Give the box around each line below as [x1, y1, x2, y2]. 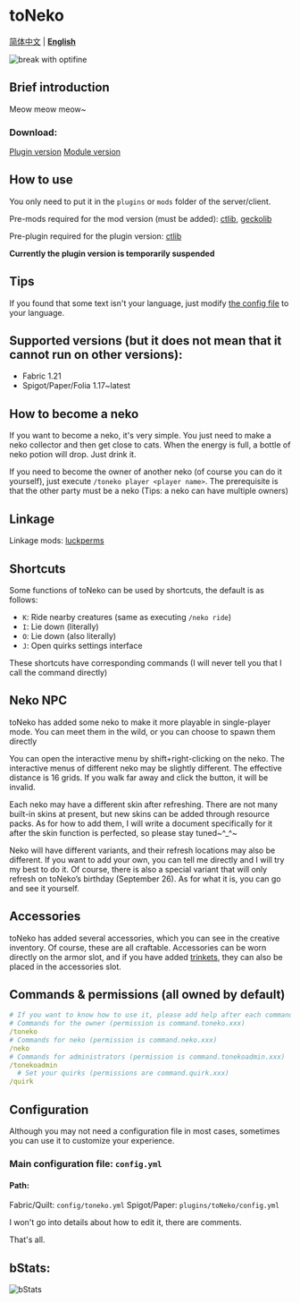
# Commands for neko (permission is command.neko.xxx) [9, 1035, 218, 1044]
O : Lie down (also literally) [21, 630, 117, 641]
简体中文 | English [9, 36, 76, 47]
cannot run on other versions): [9, 347, 183, 362]
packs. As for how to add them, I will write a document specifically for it [9, 818, 273, 829]
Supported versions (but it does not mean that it [9, 333, 282, 349]
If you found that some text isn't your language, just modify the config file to [9, 297, 289, 309]
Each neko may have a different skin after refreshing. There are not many [9, 798, 279, 810]
